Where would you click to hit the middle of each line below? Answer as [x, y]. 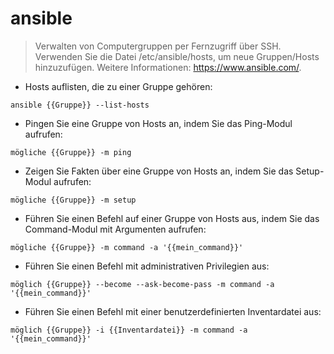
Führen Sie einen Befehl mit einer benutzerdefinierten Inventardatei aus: [173, 311]
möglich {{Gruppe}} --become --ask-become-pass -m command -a [142, 284]
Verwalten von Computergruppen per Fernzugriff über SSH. [158, 46]
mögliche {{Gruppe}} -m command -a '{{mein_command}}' [127, 247]
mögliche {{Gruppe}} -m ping [71, 152]
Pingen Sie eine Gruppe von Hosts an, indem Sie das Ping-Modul [158, 123]
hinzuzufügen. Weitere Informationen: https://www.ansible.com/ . [168, 67]
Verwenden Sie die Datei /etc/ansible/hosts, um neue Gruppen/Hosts [177, 56]
